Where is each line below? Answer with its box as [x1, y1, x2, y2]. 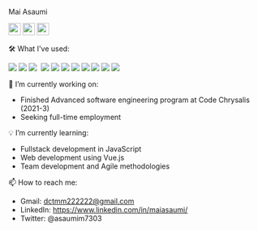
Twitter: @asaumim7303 [19, 214, 102, 223]
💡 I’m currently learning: [8, 128, 89, 137]
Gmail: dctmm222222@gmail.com [19, 196, 135, 206]
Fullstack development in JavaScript [19, 144, 142, 153]
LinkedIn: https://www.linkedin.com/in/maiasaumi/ [19, 205, 188, 214]
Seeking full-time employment [19, 113, 122, 122]
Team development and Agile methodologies [19, 161, 170, 171]
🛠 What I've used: [8, 44, 71, 53]
